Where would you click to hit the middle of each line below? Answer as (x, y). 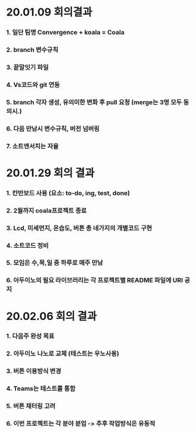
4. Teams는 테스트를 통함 (41, 389)
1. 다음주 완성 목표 (30, 336)
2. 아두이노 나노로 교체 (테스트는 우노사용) (63, 354)
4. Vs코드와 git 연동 (33, 85)
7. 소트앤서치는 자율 (32, 146)
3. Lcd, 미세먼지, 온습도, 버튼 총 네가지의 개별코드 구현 (79, 228)
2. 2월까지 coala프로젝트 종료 (46, 210)
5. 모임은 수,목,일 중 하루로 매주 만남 (55, 263)
